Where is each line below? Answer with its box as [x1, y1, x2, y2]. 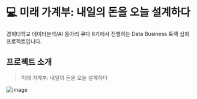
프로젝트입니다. [6, 37, 42, 45]
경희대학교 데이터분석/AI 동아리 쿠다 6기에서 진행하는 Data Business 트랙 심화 [6, 30, 190, 37]
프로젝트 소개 [6, 57, 52, 67]
